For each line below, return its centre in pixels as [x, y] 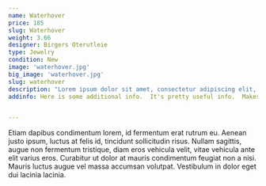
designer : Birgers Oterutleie [58, 45]
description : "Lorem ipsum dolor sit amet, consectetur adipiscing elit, [133, 89]
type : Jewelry [32, 52]
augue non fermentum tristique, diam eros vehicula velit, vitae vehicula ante [132, 150]
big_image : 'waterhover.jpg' [56, 74]
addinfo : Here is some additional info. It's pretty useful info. [122, 97]
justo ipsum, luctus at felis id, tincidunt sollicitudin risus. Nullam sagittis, [125, 141]
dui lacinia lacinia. [37, 175]
